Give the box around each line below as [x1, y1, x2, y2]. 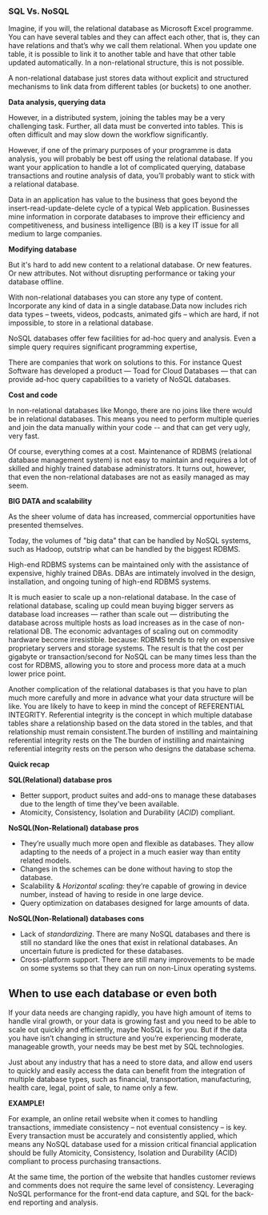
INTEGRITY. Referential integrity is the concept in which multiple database [8, 710, 253, 720]
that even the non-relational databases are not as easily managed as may [8, 473, 250, 482]
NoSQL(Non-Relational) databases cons [8, 914, 145, 923]
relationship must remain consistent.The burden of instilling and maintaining [8, 727, 258, 737]
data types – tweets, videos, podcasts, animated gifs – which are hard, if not [8, 310, 259, 320]
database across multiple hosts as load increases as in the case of [8, 618, 228, 628]
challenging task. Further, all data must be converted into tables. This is [8, 122, 244, 131]
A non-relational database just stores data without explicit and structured [8, 74, 249, 83]
